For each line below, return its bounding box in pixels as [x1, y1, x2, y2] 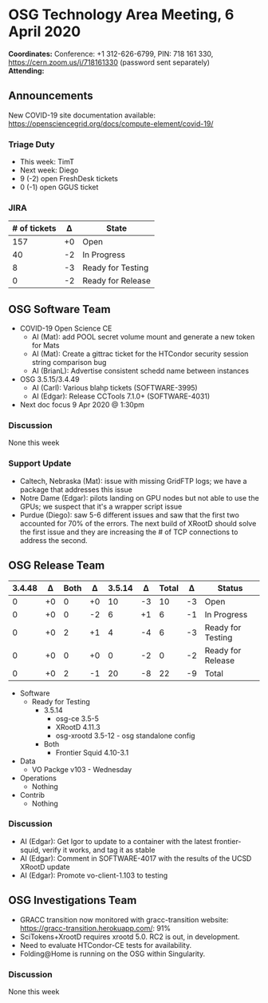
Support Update [8, 458, 72, 469]
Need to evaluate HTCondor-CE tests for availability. [19, 940, 192, 949]
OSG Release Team [8, 559, 105, 573]
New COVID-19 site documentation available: [8, 110, 156, 120]
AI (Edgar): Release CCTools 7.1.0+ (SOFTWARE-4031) [31, 391, 211, 401]
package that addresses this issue [19, 485, 133, 494]
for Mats [31, 341, 60, 351]
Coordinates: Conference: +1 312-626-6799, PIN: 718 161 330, [8, 49, 214, 58]
